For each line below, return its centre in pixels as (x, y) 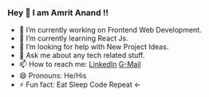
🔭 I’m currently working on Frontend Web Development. (110, 30)
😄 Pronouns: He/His (53, 76)
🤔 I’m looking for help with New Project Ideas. (94, 47)
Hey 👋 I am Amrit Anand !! (58, 13)
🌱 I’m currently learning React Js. (73, 38)
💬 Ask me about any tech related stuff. (82, 56)
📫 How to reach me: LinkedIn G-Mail (80, 64)
